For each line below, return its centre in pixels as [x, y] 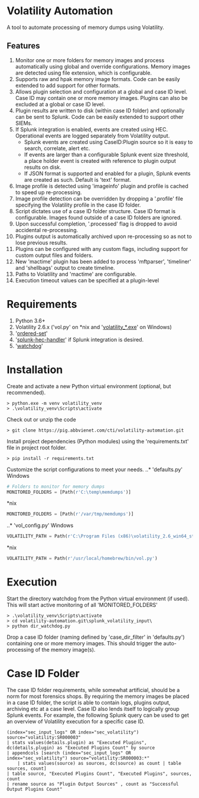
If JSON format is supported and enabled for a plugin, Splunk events [107, 173]
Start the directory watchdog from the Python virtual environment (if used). [98, 598]
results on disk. [43, 167]
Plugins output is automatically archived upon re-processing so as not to [104, 236]
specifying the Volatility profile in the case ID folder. [78, 205]
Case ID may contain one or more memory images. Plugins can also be [101, 98]
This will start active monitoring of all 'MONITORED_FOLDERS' [82, 604]
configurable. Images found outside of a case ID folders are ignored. [98, 217]
